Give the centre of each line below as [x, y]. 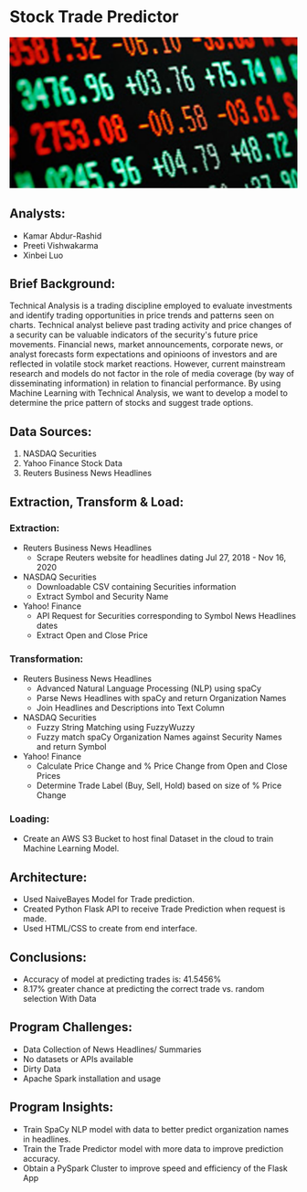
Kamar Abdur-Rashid [62, 236]
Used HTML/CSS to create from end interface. [110, 929]
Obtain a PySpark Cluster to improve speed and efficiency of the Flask [155, 1168]
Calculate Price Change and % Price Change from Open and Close [162, 766]
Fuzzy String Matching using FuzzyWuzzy [116, 728]
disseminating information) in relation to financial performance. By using [145, 383]
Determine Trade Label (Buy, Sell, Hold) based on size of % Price [159, 786]
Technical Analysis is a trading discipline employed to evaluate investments [151, 306]
